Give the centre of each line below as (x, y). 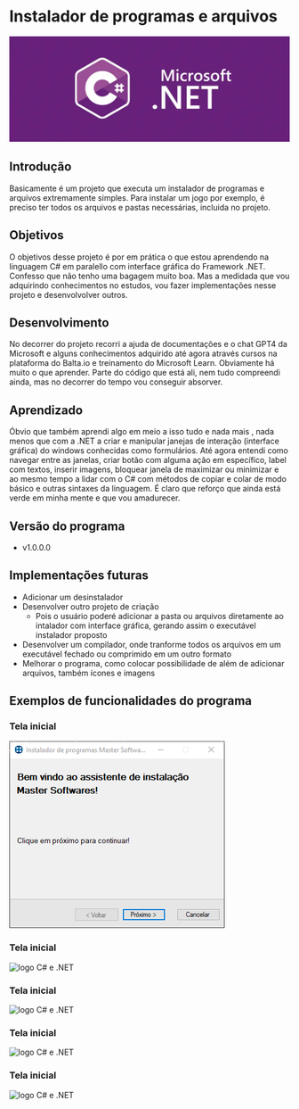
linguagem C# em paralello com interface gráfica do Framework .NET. (137, 266)
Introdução (40, 167)
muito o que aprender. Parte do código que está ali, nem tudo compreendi (145, 373)
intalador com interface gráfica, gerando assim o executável (145, 625)
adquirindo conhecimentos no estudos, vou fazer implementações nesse (143, 285)
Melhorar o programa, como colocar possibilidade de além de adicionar (153, 663)
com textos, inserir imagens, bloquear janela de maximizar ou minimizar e (144, 469)
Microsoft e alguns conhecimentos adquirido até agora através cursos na (143, 353)
